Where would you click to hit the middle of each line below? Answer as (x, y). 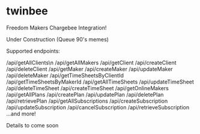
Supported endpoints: (33, 51)
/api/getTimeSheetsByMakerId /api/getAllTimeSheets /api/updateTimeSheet (100, 82)
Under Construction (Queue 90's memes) (58, 39)
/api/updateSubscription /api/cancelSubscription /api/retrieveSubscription (98, 107)
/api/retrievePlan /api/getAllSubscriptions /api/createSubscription (87, 101)
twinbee (27, 11)
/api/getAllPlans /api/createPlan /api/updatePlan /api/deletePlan (85, 94)
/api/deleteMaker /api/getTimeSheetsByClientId (65, 75)
